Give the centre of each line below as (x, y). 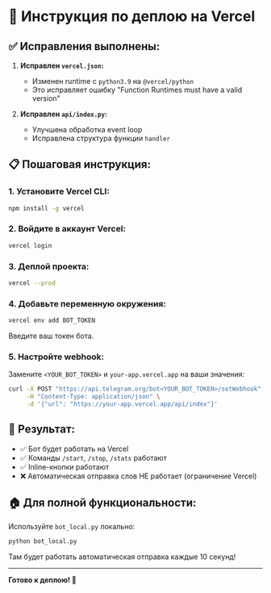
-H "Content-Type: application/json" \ (93, 397)
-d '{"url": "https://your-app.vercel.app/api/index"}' (122, 404)
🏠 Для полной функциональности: (102, 503)
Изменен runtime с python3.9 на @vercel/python (113, 81)
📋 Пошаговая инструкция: (80, 165)
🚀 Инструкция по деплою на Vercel (132, 17)
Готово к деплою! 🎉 (42, 579)
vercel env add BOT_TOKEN (52, 321)
